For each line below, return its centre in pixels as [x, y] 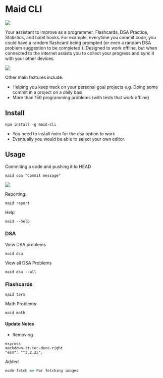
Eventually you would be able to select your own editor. [69, 139]
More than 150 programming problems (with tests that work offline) [81, 97]
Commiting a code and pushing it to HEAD [48, 166]
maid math [15, 313]
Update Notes [20, 324]
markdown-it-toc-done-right [34, 348]
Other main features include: [34, 77]
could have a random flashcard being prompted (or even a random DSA [78, 43]
